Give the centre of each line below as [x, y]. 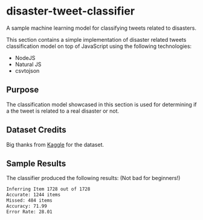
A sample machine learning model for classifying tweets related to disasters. [101, 28]
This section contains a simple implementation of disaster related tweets [96, 39]
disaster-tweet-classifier [70, 11]
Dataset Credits [36, 130]
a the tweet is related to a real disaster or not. [63, 111]
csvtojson [27, 70]
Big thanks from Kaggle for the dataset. [55, 144]
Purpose [23, 90]
